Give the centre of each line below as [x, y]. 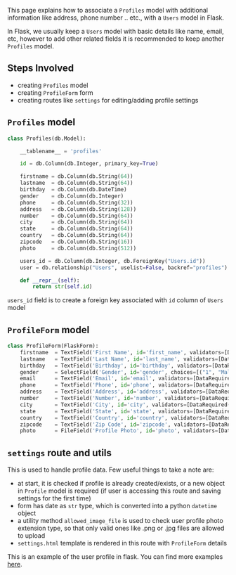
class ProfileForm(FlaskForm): [53, 346]
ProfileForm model [48, 330]
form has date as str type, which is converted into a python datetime [117, 506]
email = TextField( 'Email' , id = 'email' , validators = [106, 379]
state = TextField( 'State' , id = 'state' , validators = [106, 411]
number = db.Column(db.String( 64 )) [77, 216]
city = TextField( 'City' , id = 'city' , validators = [104, 405]
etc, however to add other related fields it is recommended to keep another [116, 39]
